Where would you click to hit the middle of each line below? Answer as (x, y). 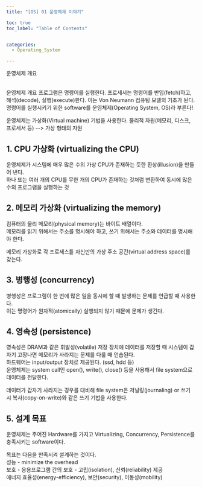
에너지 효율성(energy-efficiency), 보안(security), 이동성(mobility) (84, 477)
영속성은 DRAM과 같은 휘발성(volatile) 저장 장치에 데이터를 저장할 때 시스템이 (97, 347)
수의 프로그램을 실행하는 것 (38, 187)
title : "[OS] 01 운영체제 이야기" (45, 12)
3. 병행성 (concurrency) (50, 280)
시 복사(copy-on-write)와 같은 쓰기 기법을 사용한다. (67, 398)
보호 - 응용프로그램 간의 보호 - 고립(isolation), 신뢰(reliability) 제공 (85, 470)
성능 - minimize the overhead (42, 462)
